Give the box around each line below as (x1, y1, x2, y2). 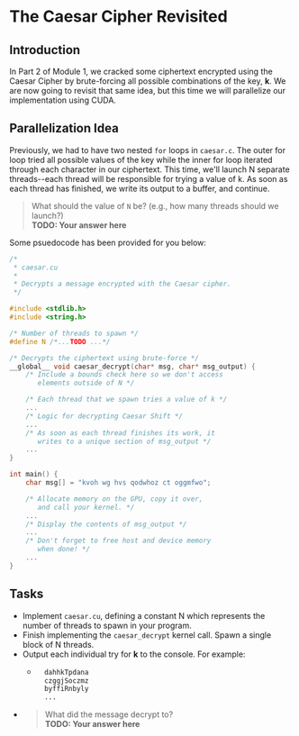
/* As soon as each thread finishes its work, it (25, 428, 216, 438)
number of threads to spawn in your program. (22, 620, 192, 631)
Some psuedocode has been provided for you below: (9, 237, 207, 248)
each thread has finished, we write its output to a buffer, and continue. (9, 183, 270, 194)
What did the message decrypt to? (44, 709, 174, 720)
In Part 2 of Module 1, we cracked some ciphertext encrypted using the (9, 66, 273, 77)
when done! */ (37, 545, 91, 554)
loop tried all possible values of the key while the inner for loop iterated (9, 154, 273, 165)
